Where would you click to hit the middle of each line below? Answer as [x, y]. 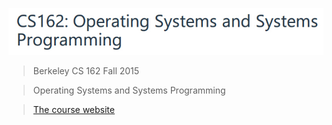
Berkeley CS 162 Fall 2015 [86, 71]
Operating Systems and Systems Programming [129, 90]
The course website [73, 110]
